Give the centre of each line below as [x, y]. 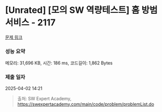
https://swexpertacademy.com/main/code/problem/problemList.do [86, 104]
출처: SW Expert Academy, [44, 98]
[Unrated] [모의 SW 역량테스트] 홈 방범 [81, 10]
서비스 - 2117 [30, 23]
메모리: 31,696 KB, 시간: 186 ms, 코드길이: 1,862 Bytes [59, 63]
